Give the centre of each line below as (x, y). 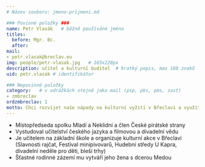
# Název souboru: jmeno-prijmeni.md (53, 12)
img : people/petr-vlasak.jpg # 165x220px (63, 62)
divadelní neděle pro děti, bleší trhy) (60, 151)
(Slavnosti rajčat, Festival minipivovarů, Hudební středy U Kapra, (96, 144)
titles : (16, 34)
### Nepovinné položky (35, 85)
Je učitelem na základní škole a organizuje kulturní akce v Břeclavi (98, 138)
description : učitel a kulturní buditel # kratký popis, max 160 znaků (101, 68)
